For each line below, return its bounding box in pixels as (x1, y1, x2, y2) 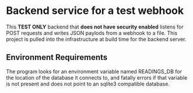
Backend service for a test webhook (6, 4, 184, 17)
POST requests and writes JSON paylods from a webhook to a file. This (6, 29, 178, 36)
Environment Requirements (6, 52, 108, 62)
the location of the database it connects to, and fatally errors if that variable (6, 74, 188, 81)
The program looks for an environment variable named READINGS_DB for (6, 68, 183, 75)
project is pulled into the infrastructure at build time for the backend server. (6, 35, 187, 42)
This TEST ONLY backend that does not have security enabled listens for (6, 23, 184, 30)
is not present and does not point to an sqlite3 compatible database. (6, 80, 170, 87)
